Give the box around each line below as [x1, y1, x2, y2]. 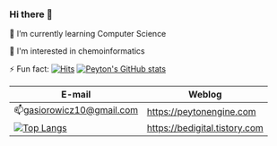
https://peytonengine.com [146, 105, 256, 117]
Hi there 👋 [9, 8, 54, 21]
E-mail [61, 89, 91, 101]
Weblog [187, 89, 222, 101]
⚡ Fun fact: [9, 64, 49, 74]
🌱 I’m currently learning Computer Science [9, 29, 167, 39]
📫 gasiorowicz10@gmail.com [13, 104, 139, 116]
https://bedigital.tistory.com [146, 122, 264, 134]
